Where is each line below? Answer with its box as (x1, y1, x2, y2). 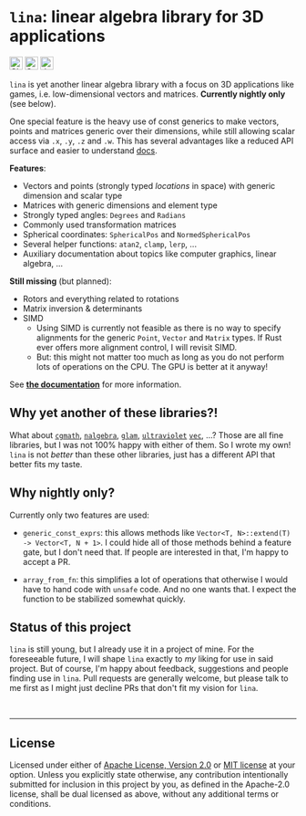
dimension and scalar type (22, 190, 123, 201)
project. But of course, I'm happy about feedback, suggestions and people (9, 664, 289, 675)
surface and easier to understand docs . (9, 144, 158, 156)
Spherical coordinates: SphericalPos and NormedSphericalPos (22, 228, 251, 239)
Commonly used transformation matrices (22, 219, 177, 230)
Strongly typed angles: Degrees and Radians (22, 209, 187, 220)
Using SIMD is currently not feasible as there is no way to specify (36, 322, 281, 333)
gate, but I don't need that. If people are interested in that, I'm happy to (22, 546, 289, 558)
